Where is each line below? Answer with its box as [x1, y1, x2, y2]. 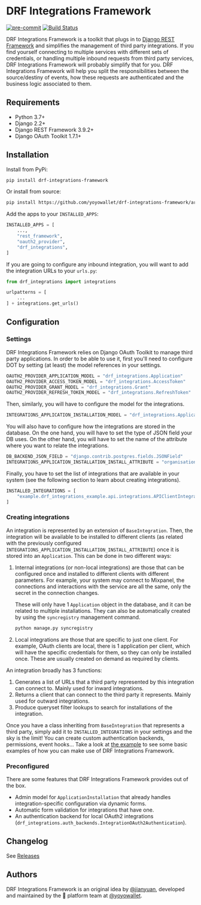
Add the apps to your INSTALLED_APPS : [6, 211, 99, 218]
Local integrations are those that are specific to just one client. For [14, 636, 178, 643]
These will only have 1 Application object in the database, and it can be [14, 600, 191, 608]
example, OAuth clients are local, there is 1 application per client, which [14, 642, 190, 649]
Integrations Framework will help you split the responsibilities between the [6, 67, 189, 74]
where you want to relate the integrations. [6, 442, 109, 450]
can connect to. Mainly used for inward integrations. [14, 684, 144, 692]
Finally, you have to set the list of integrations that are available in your [6, 470, 180, 477]
